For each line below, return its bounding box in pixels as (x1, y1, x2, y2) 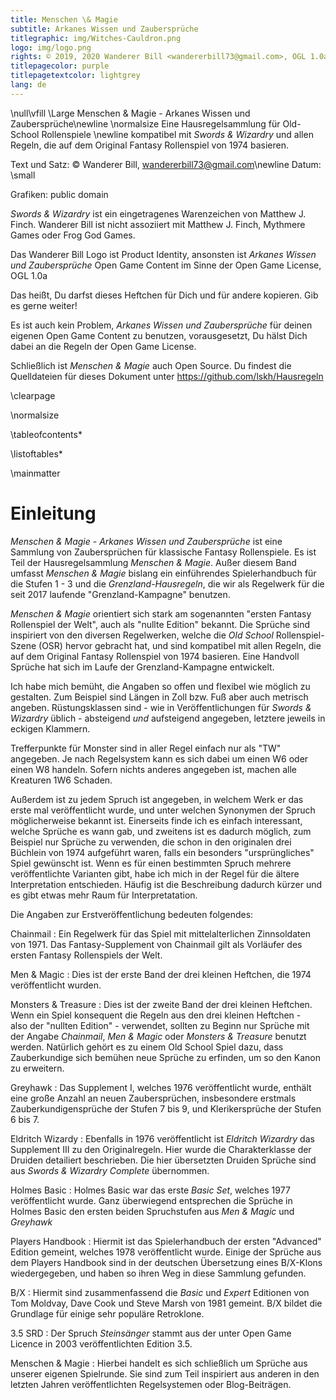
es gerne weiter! (10, 299, 78, 311)
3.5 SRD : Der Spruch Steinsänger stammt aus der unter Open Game (10, 1327, 292, 1339)
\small (10, 169, 36, 181)
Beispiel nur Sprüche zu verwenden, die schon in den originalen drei (10, 836, 292, 848)
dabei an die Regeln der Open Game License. (10, 340, 197, 352)
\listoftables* (10, 447, 63, 460)
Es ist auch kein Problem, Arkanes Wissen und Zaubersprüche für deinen (10, 319, 313, 331)
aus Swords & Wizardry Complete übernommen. (10, 1164, 210, 1176)
